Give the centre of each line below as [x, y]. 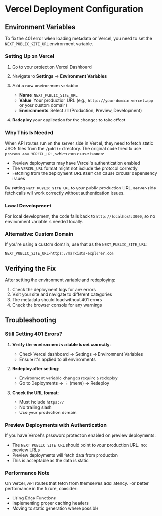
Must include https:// [41, 402]
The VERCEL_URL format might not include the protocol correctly [75, 168]
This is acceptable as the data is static [50, 460]
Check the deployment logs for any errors [54, 289]
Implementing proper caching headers [50, 503]
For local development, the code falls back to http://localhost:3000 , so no [80, 216]
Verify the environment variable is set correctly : [61, 344]
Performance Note [27, 473]
